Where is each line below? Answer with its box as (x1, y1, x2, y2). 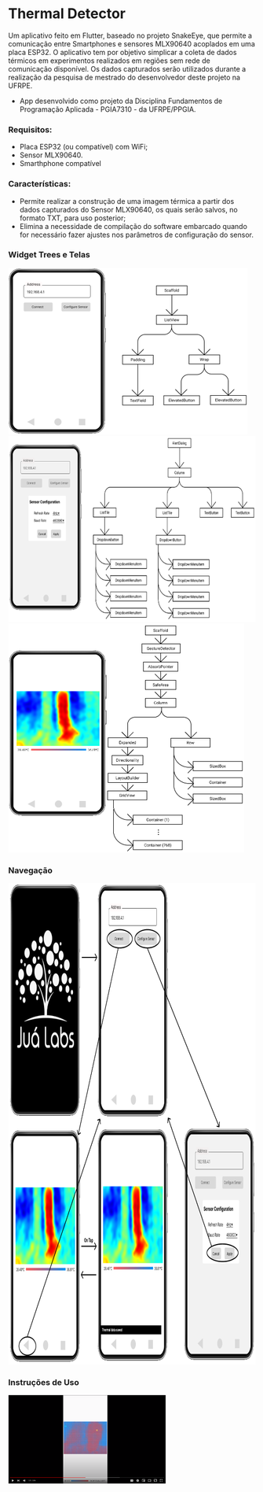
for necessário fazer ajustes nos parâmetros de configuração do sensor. (19, 230, 254, 239)
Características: (8, 179, 71, 190)
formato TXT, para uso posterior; (19, 213, 126, 223)
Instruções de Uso (8, 1377, 80, 1388)
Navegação (8, 865, 53, 876)
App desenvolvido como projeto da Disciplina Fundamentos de (19, 96, 223, 105)
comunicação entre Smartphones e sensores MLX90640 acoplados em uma (8, 39, 255, 48)
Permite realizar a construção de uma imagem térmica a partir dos (19, 196, 235, 205)
